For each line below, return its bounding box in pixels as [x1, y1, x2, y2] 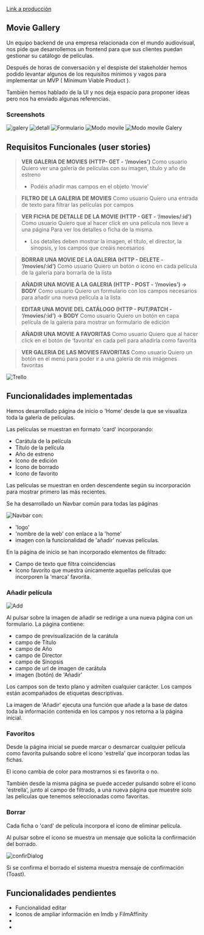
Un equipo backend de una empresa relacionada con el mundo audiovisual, [6, 39, 196, 46]
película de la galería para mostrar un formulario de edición [21, 318, 170, 326]
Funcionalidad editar [15, 904, 67, 911]
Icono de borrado [15, 463, 59, 470]
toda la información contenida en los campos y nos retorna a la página [6, 708, 183, 715]
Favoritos [6, 729, 35, 737]
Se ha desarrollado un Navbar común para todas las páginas [6, 500, 158, 507]
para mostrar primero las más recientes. [6, 488, 107, 495]
